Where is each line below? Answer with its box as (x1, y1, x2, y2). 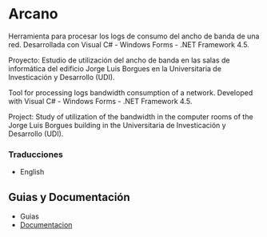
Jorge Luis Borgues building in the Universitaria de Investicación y (8, 120, 226, 130)
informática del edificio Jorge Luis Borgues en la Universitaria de (8, 63, 222, 73)
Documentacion (19, 220, 73, 230)
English (19, 167, 45, 177)
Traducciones (8, 149, 64, 160)
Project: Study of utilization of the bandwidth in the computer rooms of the (8, 111, 253, 121)
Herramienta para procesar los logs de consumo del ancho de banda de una (8, 31, 260, 41)
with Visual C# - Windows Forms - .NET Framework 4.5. (8, 96, 193, 106)
